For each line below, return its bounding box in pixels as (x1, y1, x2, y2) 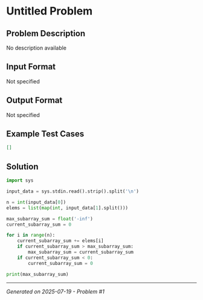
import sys (6, 177, 34, 184)
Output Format (6, 95, 63, 106)
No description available (6, 44, 67, 51)
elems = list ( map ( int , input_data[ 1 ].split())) (6, 205, 129, 211)
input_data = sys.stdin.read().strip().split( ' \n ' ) (6, 188, 139, 194)
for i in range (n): (6, 232, 56, 238)
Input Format (6, 62, 56, 72)
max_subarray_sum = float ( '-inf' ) (6, 215, 94, 222)
